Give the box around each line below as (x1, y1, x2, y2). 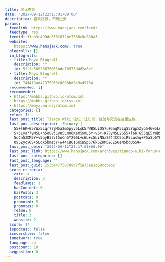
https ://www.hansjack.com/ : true (14, 44, 82, 49)
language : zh (9, 240, 36, 245)
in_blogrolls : (9, 53, 38, 58)
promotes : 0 (14, 204, 38, 209)
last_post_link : (9, 149, 43, 154)
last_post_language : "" (9, 158, 58, 163)
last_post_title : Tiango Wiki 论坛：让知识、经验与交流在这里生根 (9, 116, 136, 122)
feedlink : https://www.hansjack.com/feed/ (9, 26, 98, 30)
